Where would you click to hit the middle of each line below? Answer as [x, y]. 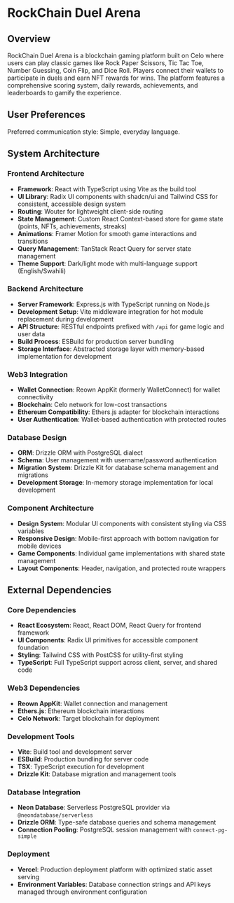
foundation [33, 648]
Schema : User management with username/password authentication [117, 460]
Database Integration [44, 792]
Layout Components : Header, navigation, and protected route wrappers [122, 568]
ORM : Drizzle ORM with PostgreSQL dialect [80, 453]
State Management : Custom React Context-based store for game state [121, 219]
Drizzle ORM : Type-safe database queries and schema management [117, 822]
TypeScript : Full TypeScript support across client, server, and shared [117, 663]
